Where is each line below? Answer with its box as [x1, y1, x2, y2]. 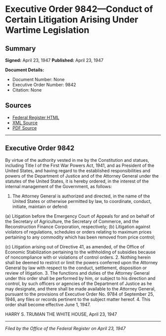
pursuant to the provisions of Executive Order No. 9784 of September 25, [5, 291, 155, 297]
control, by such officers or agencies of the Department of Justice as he [5, 281, 152, 287]
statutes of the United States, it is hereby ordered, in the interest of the [5, 178, 149, 184]
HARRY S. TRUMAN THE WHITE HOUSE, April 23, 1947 [5, 311, 117, 317]
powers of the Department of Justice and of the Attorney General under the [5, 173, 159, 179]
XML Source [12, 120, 38, 126]
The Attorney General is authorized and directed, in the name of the [12, 193, 150, 199]
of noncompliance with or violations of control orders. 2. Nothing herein [5, 254, 151, 260]
